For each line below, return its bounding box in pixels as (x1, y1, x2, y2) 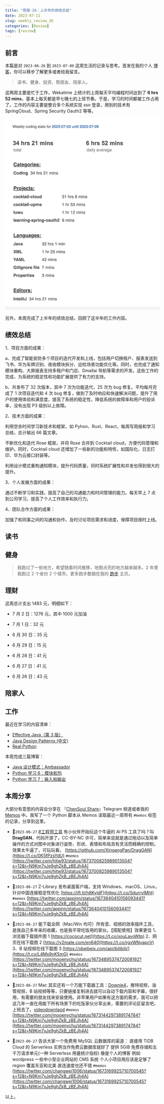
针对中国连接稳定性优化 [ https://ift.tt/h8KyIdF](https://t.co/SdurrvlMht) (12, 889, 154, 895)
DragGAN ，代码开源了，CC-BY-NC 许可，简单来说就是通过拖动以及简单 (12, 835, 158, 840)
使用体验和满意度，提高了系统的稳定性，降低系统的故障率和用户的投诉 (13, 396, 155, 402)
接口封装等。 (26, 452, 52, 458)
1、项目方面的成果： (5, 345, 46, 350)
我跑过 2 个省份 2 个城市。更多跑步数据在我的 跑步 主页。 (17, 571, 133, 576)
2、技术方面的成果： (5, 413, 47, 419)
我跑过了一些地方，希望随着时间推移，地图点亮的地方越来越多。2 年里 (17, 565, 159, 570)
